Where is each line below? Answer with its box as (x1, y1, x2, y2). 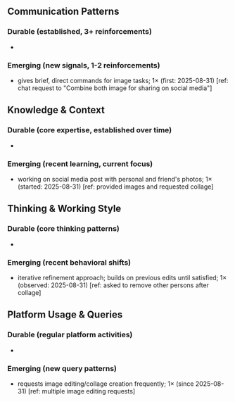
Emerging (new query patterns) (7, 363, 118, 373)
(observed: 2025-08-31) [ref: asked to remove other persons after (17, 281, 210, 289)
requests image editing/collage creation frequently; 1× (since (17, 379, 194, 388)
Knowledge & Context (7, 104, 106, 116)
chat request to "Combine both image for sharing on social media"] (17, 84, 212, 92)
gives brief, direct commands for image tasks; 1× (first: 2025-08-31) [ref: (17, 76, 229, 84)
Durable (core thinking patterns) (7, 224, 120, 234)
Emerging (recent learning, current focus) (7, 158, 153, 168)
